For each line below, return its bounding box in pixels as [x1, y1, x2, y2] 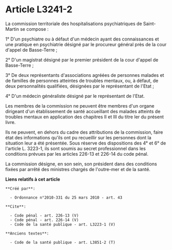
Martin [5, 26, 19, 32]
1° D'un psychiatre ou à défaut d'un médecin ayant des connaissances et [5, 36, 159, 42]
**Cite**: [5, 204, 27, 209]
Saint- [143, 20, 156, 27]
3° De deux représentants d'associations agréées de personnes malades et [5, 72, 164, 78]
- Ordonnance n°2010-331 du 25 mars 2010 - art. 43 [10, 195, 123, 200]
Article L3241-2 [5, 4, 73, 15]
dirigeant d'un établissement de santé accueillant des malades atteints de [5, 108, 161, 114]
